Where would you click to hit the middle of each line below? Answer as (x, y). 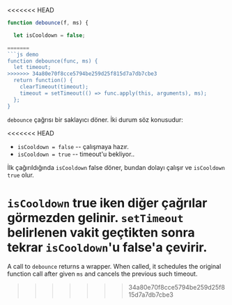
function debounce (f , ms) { (48, 23)
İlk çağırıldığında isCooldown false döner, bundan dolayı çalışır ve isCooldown (116, 167)
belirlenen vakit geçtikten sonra (101, 232)
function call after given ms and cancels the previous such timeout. (102, 274)
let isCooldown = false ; (49, 35)
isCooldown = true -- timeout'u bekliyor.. (76, 154)
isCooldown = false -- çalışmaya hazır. (73, 146)
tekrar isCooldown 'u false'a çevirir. (107, 247)
